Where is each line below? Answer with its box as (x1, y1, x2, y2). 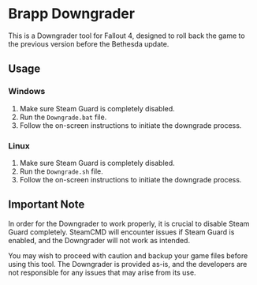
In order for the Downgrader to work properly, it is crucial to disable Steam (8, 219, 250, 228)
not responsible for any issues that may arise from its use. (8, 268, 196, 277)
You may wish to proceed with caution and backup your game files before (8, 250, 248, 261)
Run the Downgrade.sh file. (19, 167, 104, 176)
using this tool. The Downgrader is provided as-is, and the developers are (8, 259, 248, 268)
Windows (8, 86, 46, 97)
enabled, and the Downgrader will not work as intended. (8, 235, 191, 245)
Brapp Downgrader (8, 5, 136, 23)
